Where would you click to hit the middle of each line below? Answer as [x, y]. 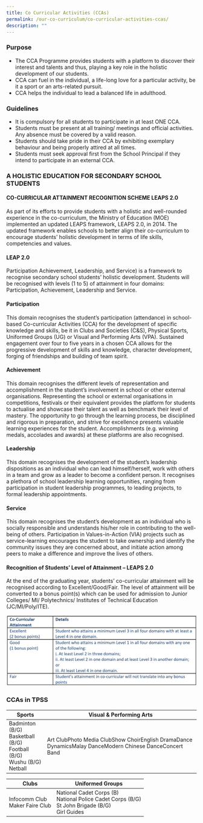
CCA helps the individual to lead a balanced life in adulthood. [91, 93]
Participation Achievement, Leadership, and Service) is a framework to [94, 271]
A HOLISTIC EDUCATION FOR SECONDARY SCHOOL [84, 175]
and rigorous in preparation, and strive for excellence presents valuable [95, 422]
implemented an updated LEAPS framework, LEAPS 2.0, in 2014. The [92, 225]
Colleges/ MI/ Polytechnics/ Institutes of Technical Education [82, 600]
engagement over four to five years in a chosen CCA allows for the [89, 343]
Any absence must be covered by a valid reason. [76, 134]
